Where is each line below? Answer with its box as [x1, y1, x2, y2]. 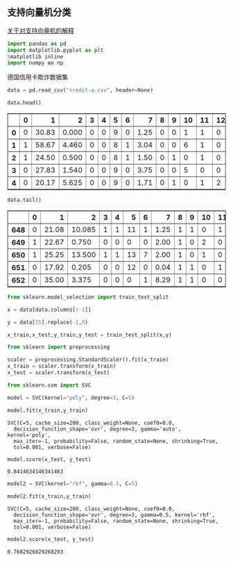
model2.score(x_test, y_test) [7, 536, 95, 543]
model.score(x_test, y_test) [7, 455, 92, 463]
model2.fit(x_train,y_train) [7, 493, 92, 500]
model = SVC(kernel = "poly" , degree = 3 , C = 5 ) [7, 394, 135, 401]
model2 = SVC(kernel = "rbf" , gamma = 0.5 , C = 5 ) [7, 480, 138, 487]
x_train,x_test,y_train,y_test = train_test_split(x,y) [7, 331, 172, 338]
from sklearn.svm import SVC [7, 381, 92, 389]
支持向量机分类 [7, 6, 71, 19]
